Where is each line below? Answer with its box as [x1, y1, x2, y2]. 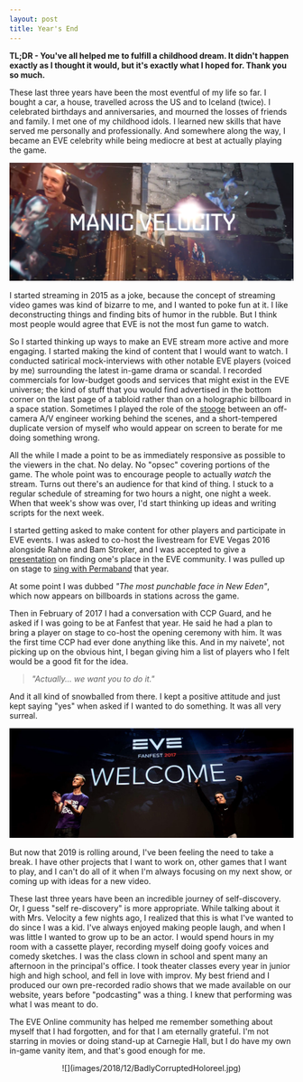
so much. [9, 69, 45, 80]
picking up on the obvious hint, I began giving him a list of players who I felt [9, 646, 290, 657]
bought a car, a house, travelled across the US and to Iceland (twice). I [9, 96, 271, 108]
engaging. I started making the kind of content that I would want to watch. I [9, 345, 289, 356]
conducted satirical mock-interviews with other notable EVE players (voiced [9, 355, 291, 366]
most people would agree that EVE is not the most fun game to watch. [9, 318, 269, 329]
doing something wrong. [9, 432, 101, 443]
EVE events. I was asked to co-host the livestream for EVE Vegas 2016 [9, 534, 271, 545]
